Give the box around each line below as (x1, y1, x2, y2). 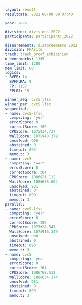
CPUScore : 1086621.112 (9, 174, 56, 179)
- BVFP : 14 (5, 74, 27, 80)
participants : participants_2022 (5, 34, 73, 39)
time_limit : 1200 (5, 61, 41, 66)
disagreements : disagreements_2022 (5, 43, 78, 48)
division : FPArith (5, 47, 42, 52)
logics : (5, 70, 21, 75)
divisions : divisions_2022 (5, 29, 60, 34)
